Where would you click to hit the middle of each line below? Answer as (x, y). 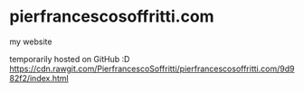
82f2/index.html (39, 78)
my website (31, 41)
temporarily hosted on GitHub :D (70, 59)
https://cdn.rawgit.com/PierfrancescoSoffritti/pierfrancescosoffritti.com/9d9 (152, 69)
